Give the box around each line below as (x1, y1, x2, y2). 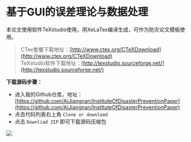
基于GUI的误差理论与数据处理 (6, 5, 149, 19)
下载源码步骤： (6, 78, 42, 85)
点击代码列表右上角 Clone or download (14, 110, 108, 118)
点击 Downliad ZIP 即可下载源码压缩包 (14, 118, 107, 125)
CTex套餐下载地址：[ (20, 45, 72, 53)
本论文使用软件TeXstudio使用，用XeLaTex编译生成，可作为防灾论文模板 (6, 26, 180, 33)
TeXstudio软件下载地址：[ (20, 60, 84, 67)
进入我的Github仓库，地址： (14, 91, 83, 98)
